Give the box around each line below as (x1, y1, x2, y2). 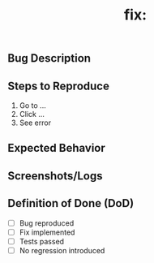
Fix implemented (19, 227, 75, 237)
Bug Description (7, 51, 91, 66)
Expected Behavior (7, 141, 106, 155)
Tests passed (19, 236, 65, 246)
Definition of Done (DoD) (7, 196, 135, 210)
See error (19, 118, 52, 127)
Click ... (19, 110, 45, 119)
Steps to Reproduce (7, 79, 110, 93)
